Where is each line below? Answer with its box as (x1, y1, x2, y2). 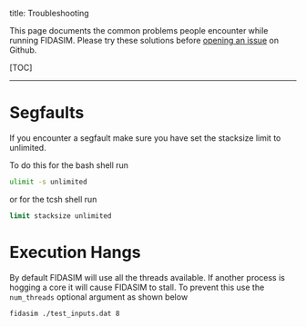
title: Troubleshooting (9, 8, 89, 18)
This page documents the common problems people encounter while (9, 25, 269, 35)
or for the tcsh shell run (9, 193, 97, 204)
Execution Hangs (9, 242, 141, 263)
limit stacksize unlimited (9, 211, 112, 221)
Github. (9, 45, 37, 55)
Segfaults (9, 103, 85, 124)
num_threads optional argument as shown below (9, 291, 189, 302)
